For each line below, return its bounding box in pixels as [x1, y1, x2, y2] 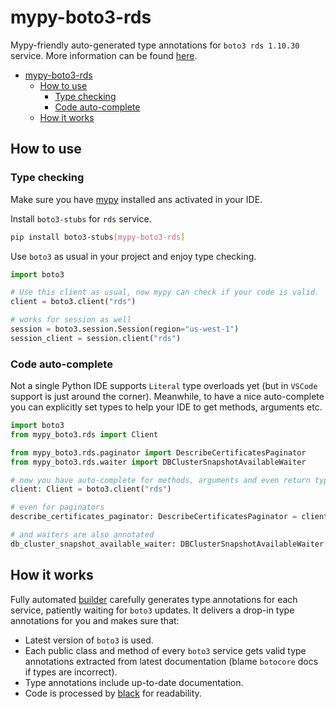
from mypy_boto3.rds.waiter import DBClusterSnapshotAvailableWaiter [10, 457, 307, 467]
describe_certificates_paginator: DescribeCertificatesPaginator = [10, 512, 298, 522]
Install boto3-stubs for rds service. [10, 212, 152, 225]
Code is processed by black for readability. [24, 687, 202, 699]
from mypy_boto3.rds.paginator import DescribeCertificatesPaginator [10, 447, 307, 458]
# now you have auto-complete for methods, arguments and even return [10, 475, 311, 485]
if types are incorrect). [24, 666, 118, 678]
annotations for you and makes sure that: [10, 614, 180, 626]
